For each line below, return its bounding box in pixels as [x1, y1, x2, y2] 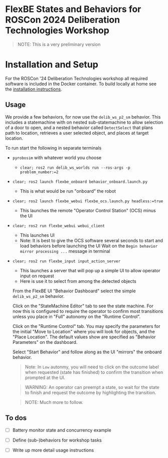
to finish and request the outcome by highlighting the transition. [25, 389, 156, 395]
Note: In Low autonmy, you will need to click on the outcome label [25, 364, 159, 370]
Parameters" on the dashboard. [12, 339, 78, 345]
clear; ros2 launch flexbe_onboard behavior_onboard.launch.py [12, 179, 148, 184]
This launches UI [20, 232, 55, 238]
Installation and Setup [5, 59, 99, 71]
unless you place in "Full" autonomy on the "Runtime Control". [12, 313, 141, 319]
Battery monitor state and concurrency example [12, 427, 111, 433]
